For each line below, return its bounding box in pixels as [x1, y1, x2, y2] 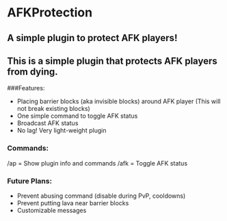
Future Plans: [7, 176, 53, 185]
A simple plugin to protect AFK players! [7, 32, 178, 44]
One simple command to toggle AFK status [16, 112, 138, 120]
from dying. [7, 66, 58, 77]
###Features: [7, 84, 45, 92]
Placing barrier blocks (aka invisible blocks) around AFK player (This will [16, 97, 221, 105]
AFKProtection [7, 5, 93, 21]
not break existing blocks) [16, 105, 90, 113]
